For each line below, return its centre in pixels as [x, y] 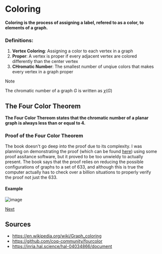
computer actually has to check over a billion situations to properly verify [78, 172]
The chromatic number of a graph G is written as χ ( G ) [59, 91]
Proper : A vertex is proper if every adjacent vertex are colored [74, 56]
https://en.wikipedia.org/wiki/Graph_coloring [57, 236]
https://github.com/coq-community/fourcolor [57, 241]
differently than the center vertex [45, 62]
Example [14, 189]
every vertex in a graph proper [43, 72]
